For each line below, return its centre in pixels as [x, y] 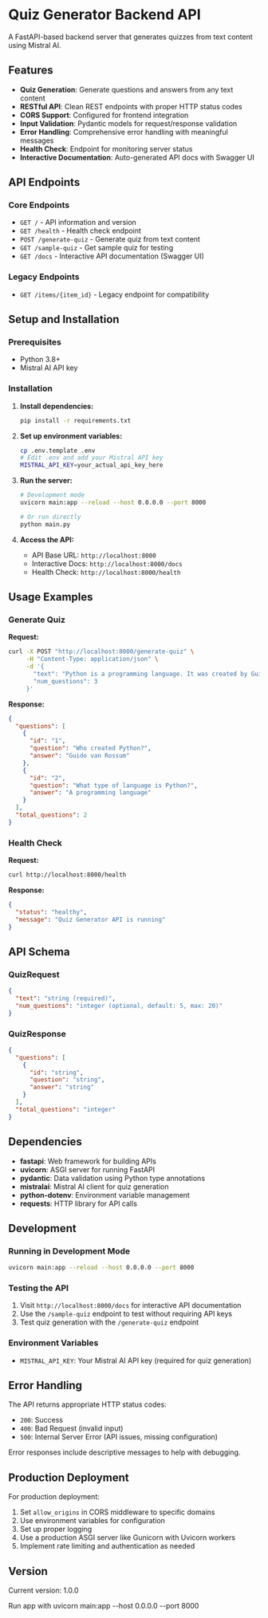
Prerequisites [35, 342]
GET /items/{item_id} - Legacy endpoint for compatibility [114, 294]
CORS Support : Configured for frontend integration [104, 115]
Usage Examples [51, 597]
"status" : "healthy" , [51, 912]
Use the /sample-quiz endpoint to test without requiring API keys [126, 1314]
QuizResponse [37, 1033]
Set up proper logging [56, 1529]
